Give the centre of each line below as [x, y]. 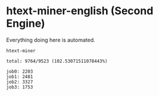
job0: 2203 [20, 71]
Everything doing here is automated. [51, 40]
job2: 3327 [20, 82]
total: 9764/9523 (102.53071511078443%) [57, 61]
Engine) [26, 23]
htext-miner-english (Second [80, 11]
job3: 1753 [20, 87]
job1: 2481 [20, 76]
